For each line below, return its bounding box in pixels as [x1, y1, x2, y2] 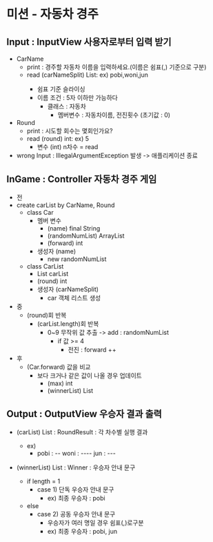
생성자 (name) [37, 246, 77, 255]
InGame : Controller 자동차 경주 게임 [6, 173, 157, 185]
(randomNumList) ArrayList [47, 231, 125, 240]
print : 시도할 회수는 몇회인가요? [26, 127, 113, 135]
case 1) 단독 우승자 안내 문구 [37, 485, 114, 494]
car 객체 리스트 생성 [47, 293, 101, 302]
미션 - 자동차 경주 [6, 6, 99, 22]
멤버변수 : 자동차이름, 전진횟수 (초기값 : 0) [57, 111, 170, 119]
